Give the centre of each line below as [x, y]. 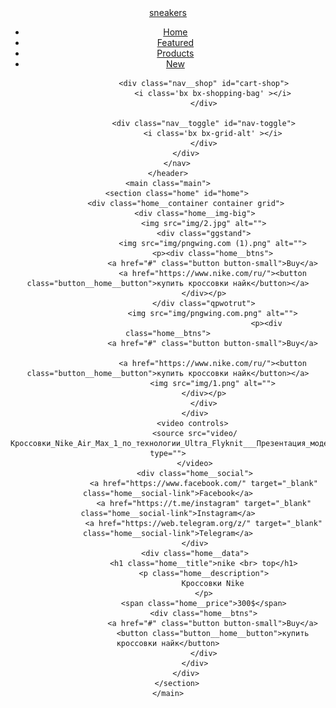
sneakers [167, 12]
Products [175, 53]
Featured [175, 42]
